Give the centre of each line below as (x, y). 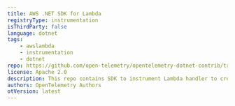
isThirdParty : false (37, 26)
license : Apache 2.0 (37, 72)
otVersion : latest (34, 91)
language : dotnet (33, 33)
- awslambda (37, 46)
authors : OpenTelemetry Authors (54, 85)
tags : (15, 40)
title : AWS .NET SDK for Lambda (54, 14)
